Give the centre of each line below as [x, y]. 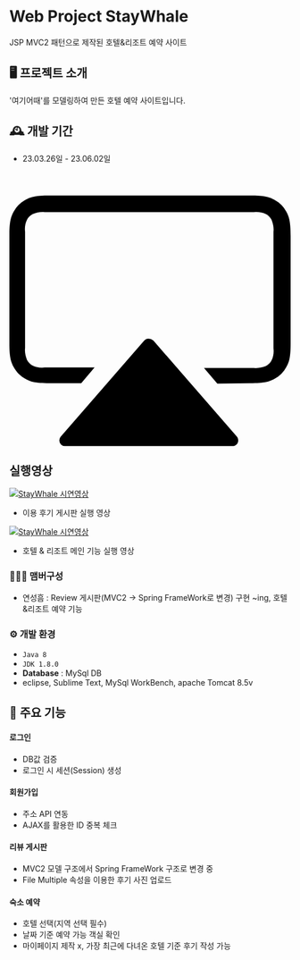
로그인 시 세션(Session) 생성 [72, 770]
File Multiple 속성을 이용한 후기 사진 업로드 [97, 880]
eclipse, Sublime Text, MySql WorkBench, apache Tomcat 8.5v [137, 682]
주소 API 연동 [45, 813]
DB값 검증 [40, 759]
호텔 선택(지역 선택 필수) [64, 923]
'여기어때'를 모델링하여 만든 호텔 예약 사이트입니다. [97, 100]
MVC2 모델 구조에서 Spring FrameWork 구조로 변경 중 [118, 868]
